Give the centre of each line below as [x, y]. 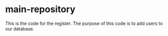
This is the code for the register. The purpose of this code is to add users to [84, 23]
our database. [20, 28]
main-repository [40, 9]
